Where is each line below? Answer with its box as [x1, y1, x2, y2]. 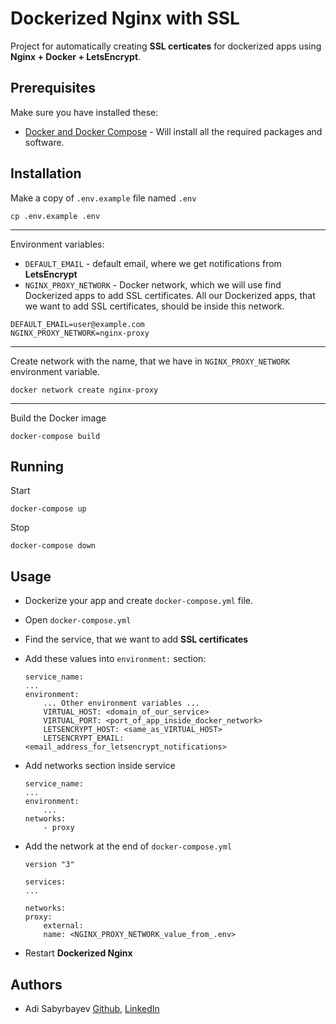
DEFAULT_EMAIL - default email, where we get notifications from [24, 257, 282, 269]
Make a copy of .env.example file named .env [10, 192, 197, 204]
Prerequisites [10, 80, 96, 97]
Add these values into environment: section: [24, 653, 207, 665]
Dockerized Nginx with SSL [10, 7, 240, 30]
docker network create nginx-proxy [10, 385, 159, 395]
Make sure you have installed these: [10, 106, 159, 118]
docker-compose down [10, 541, 97, 551]
